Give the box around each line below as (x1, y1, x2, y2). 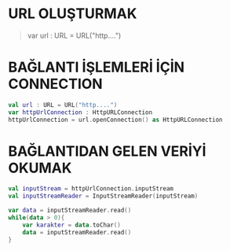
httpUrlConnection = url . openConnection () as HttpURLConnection (8, 116, 223, 124)
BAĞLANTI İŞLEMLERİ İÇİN (8, 58, 185, 76)
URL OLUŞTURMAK (8, 5, 137, 23)
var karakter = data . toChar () (22, 221, 122, 229)
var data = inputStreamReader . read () (8, 206, 132, 215)
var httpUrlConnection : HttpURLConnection (8, 108, 153, 116)
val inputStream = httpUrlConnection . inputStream (8, 185, 174, 193)
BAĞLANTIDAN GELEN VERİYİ (8, 142, 206, 160)
